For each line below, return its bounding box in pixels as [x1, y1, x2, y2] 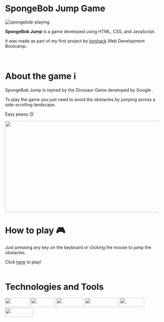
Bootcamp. [5, 43, 27, 49]
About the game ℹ [5, 71, 77, 82]
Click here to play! [5, 259, 41, 265]
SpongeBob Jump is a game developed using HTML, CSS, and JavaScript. [5, 28, 156, 34]
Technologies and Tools [5, 282, 104, 292]
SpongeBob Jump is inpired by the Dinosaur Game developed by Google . [5, 87, 154, 93]
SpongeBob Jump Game [5, 3, 106, 14]
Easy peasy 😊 [5, 111, 34, 117]
